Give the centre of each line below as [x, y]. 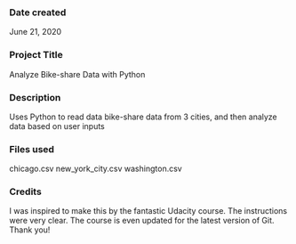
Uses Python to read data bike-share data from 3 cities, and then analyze [143, 117]
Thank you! [30, 230]
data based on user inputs [57, 126]
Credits [25, 191]
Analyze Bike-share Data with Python [77, 74]
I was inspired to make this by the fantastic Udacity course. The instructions [148, 211]
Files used [32, 149]
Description [35, 97]
